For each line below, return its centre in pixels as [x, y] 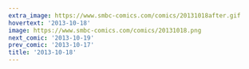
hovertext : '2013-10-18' [49, 23]
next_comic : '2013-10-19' [51, 38]
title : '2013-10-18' [43, 52]
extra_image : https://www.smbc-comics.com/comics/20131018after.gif [125, 15]
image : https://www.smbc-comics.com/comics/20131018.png [105, 30]
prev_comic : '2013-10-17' [51, 45]
